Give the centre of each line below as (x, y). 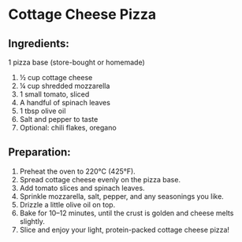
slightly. (32, 221)
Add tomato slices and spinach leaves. (82, 188)
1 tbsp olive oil (43, 111)
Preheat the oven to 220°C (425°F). (77, 171)
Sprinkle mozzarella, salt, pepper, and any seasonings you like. (122, 196)
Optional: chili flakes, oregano (68, 128)
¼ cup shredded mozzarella (65, 86)
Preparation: (39, 152)
